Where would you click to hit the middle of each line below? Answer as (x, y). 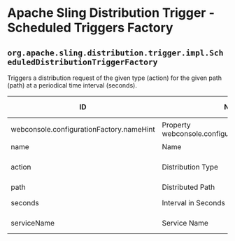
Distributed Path (188, 187)
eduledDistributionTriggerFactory (83, 62)
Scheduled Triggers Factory (90, 28)
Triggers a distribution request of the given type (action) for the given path (115, 78)
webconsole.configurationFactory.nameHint (83, 129)
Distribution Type (190, 167)
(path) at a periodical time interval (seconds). (72, 85)
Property (176, 125)
